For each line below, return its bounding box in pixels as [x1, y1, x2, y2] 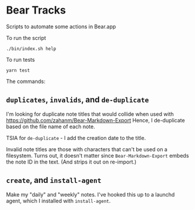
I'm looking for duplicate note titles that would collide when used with [6, 110, 174, 118]
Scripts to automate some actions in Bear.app [6, 23, 116, 30]
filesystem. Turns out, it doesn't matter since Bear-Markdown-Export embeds [6, 152, 189, 159]
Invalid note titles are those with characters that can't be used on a [6, 145, 167, 153]
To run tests [6, 56, 35, 63]
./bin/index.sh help [6, 45, 57, 52]
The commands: [6, 78, 46, 85]
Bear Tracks [6, 4, 66, 17]
